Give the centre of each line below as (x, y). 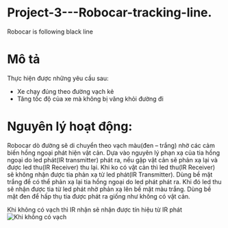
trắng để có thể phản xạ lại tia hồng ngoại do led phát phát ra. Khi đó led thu (114, 181)
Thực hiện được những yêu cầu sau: (58, 78)
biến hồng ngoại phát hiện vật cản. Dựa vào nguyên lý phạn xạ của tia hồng (114, 153)
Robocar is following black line (50, 31)
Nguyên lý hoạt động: (70, 126)
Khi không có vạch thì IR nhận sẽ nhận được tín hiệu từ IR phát (95, 210)
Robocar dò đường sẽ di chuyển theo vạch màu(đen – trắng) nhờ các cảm (111, 145)
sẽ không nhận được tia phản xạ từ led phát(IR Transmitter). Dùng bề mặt (110, 174)
